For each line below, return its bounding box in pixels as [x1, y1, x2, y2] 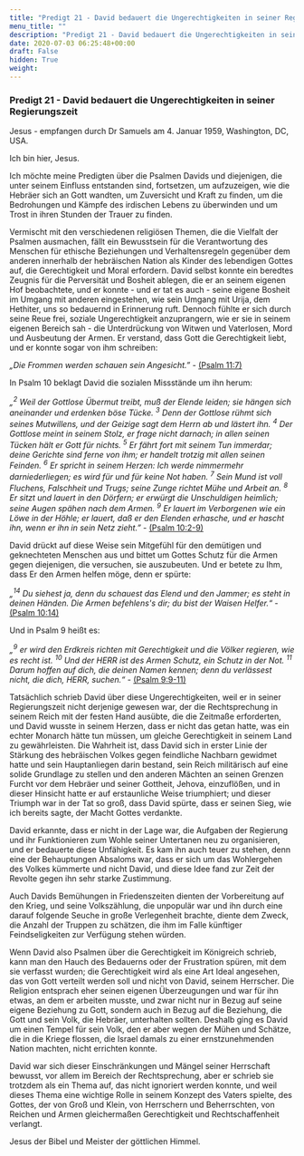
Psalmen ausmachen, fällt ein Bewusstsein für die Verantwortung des [9, 237, 269, 248]
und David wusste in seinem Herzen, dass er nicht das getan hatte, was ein [9, 721, 290, 732]
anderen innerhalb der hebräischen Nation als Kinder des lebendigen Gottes [9, 256, 294, 267]
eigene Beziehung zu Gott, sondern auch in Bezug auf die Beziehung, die [9, 1005, 282, 1015]
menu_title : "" [9, 22, 67, 31]
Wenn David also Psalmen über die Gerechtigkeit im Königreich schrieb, [9, 947, 277, 957]
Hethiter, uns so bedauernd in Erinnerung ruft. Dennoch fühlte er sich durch [9, 304, 291, 315]
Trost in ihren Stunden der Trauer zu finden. [9, 209, 174, 220]
